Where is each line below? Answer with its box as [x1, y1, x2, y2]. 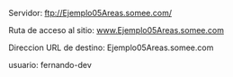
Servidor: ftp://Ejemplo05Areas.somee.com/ [8, 8, 173, 18]
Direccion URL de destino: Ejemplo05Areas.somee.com [8, 42, 214, 53]
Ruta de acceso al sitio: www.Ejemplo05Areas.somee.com [8, 25, 224, 35]
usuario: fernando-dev [8, 60, 92, 70]
